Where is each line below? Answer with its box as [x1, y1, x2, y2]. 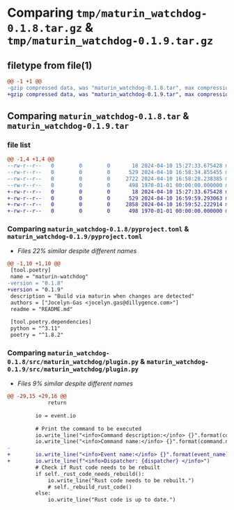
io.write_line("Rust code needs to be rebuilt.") [47, 477, 195, 484]
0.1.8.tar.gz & [7, 19, 94, 35]
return [47, 399, 68, 406]
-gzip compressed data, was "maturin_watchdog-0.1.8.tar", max [7, 84, 195, 91]
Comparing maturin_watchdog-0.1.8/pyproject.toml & [7, 224, 189, 234]
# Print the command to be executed [35, 425, 141, 432]
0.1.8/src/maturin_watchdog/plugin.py [7, 358, 139, 366]
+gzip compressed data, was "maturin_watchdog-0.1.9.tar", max [7, 90, 195, 98]
